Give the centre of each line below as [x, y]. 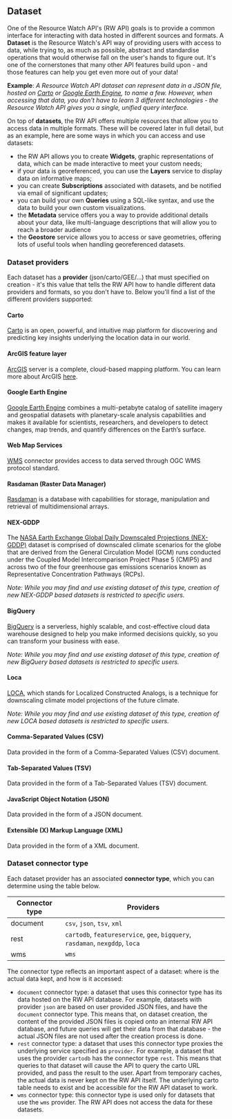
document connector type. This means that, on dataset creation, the [112, 1014]
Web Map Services [35, 446]
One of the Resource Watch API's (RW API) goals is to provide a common [111, 28]
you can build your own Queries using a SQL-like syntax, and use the [116, 200]
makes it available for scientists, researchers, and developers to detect [108, 422]
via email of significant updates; [62, 193]
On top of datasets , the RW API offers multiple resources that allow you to [113, 121]
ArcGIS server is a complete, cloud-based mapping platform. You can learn [114, 369]
